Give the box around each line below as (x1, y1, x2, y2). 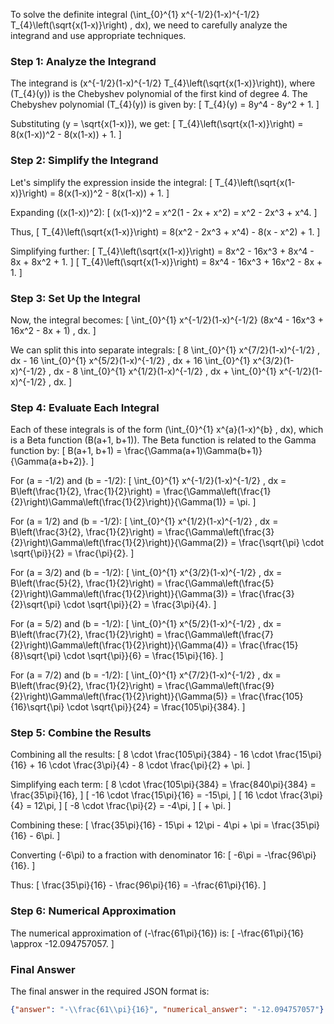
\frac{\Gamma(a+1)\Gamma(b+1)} (124, 445, 263, 457)
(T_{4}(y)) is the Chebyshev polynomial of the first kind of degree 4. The (10, 88, 308, 100)
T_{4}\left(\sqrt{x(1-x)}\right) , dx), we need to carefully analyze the (10, 19, 288, 31)
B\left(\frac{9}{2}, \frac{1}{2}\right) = (10, 680, 163, 692)
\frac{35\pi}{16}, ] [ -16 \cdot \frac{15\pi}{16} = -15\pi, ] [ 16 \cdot (10, 789, 278, 801)
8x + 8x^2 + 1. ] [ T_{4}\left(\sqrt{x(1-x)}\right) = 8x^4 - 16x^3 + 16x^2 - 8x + (10, 255, 323, 268)
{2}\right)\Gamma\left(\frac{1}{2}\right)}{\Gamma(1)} (10, 496, 227, 508)
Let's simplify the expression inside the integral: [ (10, 176, 213, 188)
